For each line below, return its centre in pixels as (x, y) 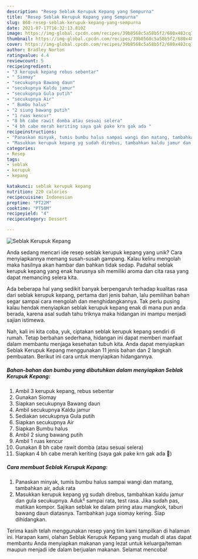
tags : (13, 159)
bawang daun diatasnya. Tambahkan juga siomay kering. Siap (90, 513)
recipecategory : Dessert (37, 219)
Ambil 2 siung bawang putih (49, 435)
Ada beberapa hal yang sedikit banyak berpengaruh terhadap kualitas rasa (97, 289)
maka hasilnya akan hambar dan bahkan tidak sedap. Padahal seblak (90, 265)
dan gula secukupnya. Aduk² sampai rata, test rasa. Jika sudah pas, (97, 500)
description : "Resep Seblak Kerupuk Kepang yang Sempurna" (80, 11)
